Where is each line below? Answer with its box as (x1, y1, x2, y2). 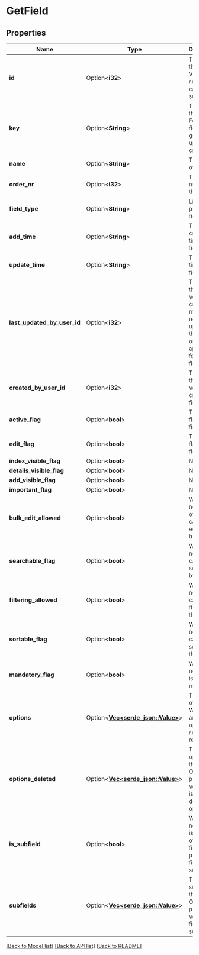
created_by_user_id (9, 383, 66, 392)
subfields (9, 901, 37, 909)
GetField (6, 4, 49, 18)
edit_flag (9, 440, 34, 448)
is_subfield (9, 840, 41, 848)
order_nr (9, 180, 34, 188)
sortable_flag (9, 635, 47, 643)
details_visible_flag (9, 466, 64, 475)
